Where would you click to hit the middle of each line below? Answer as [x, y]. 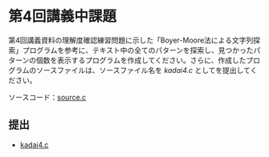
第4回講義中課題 [62, 16]
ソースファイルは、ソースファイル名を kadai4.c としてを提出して [143, 70]
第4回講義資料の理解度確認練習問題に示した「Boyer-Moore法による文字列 [131, 40]
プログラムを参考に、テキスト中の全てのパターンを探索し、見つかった [138, 50]
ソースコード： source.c [47, 97]
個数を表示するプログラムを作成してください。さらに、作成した [141, 60]
